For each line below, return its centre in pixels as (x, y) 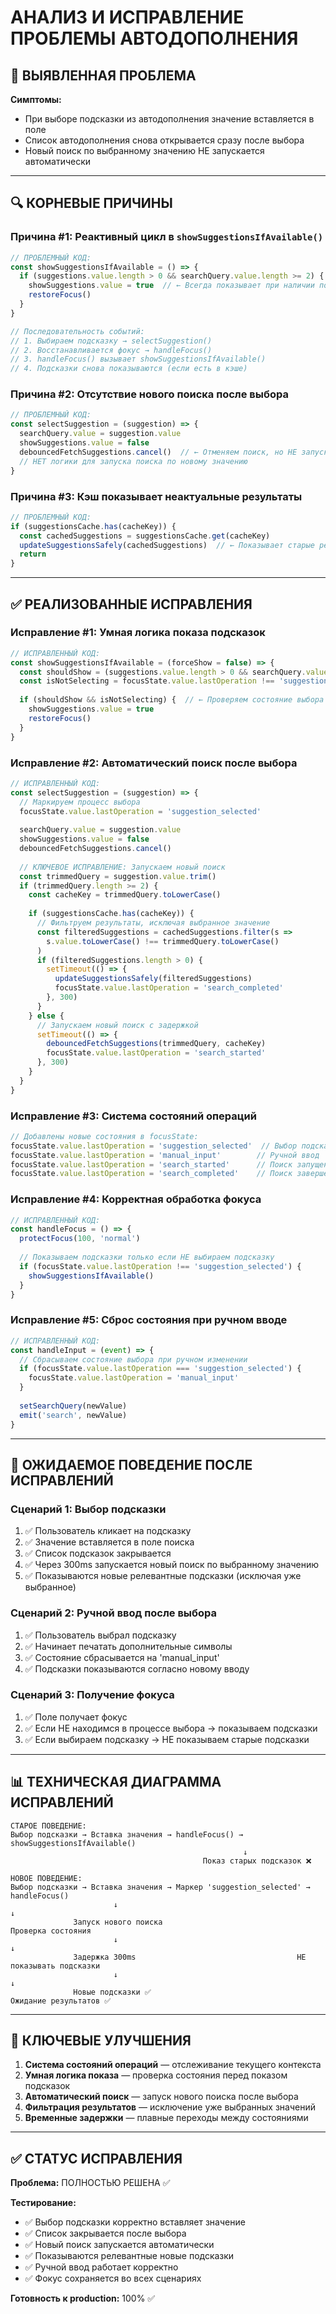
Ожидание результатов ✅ (61, 2001)
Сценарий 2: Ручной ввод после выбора (114, 1613)
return (33, 554)
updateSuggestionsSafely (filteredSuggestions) (153, 979)
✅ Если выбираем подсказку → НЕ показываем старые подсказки (167, 1739)
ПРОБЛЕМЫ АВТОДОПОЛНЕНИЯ (154, 38)
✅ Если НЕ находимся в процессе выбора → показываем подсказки (171, 1728)
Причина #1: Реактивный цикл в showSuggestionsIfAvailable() (167, 237)
